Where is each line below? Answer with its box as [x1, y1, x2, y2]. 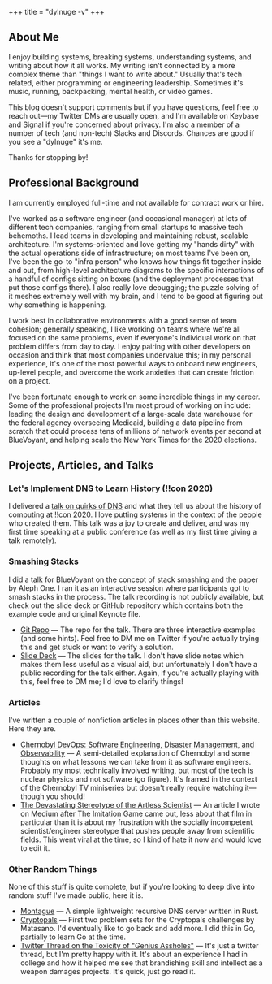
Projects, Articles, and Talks [8, 458, 154, 472]
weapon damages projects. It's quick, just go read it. [19, 967, 196, 977]
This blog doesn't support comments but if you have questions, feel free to [8, 102, 259, 112]
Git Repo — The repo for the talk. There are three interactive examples [19, 625, 256, 635]
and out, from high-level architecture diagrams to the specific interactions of [8, 265, 265, 275]
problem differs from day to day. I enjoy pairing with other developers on [8, 341, 251, 351]
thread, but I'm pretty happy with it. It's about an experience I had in [19, 950, 248, 960]
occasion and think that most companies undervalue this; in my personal [8, 349, 252, 360]
